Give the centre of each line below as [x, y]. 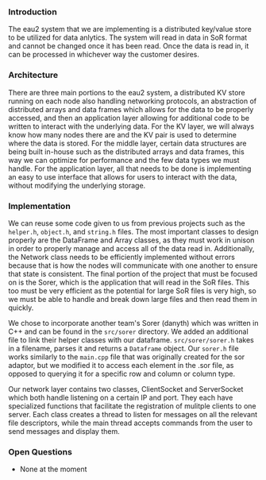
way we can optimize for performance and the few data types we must [124, 160]
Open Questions [40, 451]
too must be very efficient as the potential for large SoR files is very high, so [132, 290]
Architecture [33, 75]
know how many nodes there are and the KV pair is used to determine [122, 134]
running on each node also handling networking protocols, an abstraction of [133, 101]
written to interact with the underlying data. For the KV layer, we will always [131, 126]
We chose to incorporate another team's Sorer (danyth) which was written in [133, 323]
